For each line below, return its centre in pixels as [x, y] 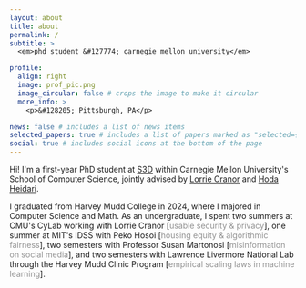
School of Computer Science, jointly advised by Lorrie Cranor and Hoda [144, 179]
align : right [42, 77]
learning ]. [27, 274]
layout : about [36, 18]
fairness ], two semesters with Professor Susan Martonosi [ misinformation [148, 245]
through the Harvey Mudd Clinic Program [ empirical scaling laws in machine [152, 264]
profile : [26, 68]
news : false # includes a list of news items [97, 127]
